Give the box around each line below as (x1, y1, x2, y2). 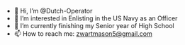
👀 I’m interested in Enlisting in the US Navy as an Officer (13, 14, 178, 22)
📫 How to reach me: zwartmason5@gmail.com (13, 30, 152, 38)
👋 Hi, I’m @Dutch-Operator (13, 7, 93, 15)
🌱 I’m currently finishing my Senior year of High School (13, 22, 175, 30)
